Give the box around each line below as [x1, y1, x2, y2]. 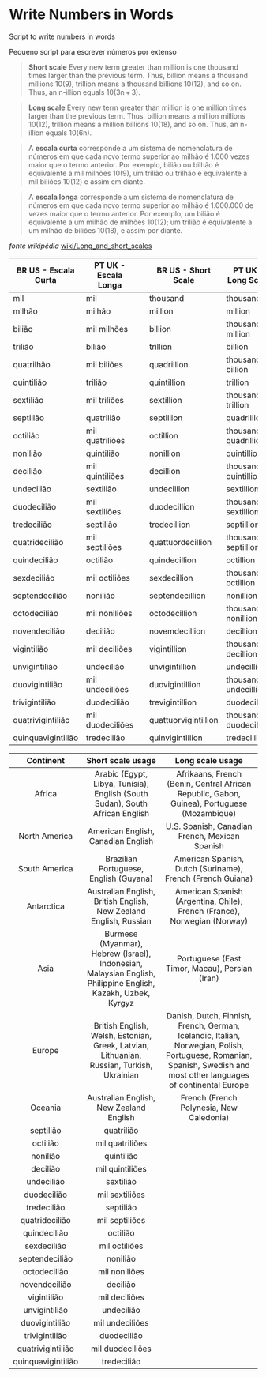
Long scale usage [174, 754, 243, 766]
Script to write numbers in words [9, 32, 115, 41]
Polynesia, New [180, 1102, 238, 1113]
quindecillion [149, 555, 197, 566]
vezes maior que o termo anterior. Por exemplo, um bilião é [28, 209, 220, 218]
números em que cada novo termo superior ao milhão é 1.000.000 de [28, 200, 254, 210]
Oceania [29, 1102, 62, 1113]
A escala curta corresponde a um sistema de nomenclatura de [28, 143, 233, 152]
